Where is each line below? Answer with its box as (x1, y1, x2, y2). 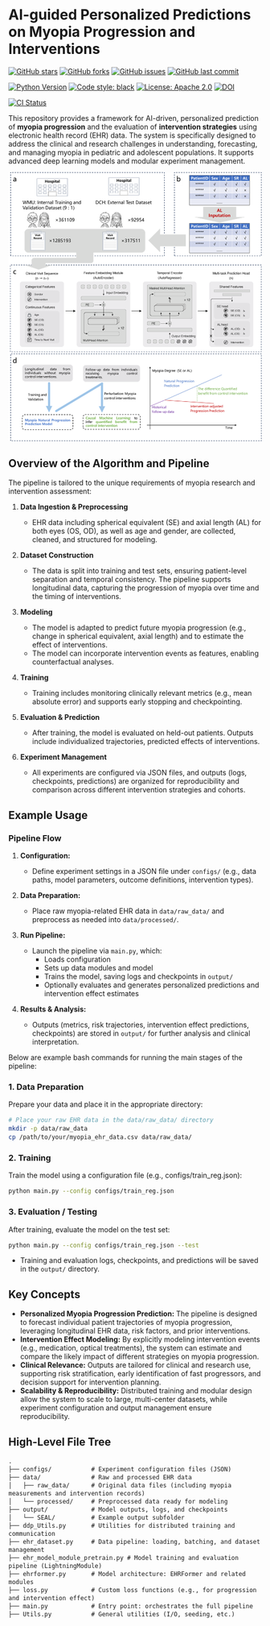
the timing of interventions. (31, 592, 122, 602)
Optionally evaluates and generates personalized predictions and (43, 980, 260, 990)
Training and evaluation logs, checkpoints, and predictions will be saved (19, 1256, 259, 1265)
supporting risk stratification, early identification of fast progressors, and (19, 1369, 261, 1379)
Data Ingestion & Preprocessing (19, 502, 129, 512)
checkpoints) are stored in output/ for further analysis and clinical (31, 1028, 251, 1038)
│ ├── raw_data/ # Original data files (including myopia (8, 1482, 231, 1490)
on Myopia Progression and (8, 23, 195, 41)
